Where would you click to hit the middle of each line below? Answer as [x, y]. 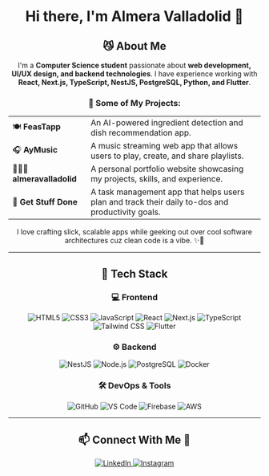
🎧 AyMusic [35, 149]
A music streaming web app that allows [165, 146]
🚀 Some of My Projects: [134, 103]
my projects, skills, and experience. [157, 179]
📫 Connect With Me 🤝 [134, 439]
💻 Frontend [134, 297]
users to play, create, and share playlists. [167, 156]
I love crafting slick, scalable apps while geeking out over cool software [134, 232]
